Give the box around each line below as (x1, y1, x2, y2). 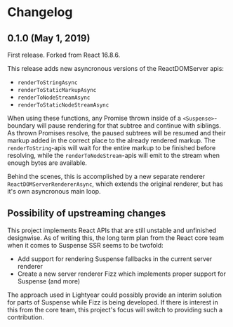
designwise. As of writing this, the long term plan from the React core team (7, 233, 225, 242)
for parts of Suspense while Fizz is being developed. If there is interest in (7, 298, 219, 306)
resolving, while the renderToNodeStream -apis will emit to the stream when (7, 152, 220, 159)
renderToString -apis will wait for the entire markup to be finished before (7, 144, 216, 152)
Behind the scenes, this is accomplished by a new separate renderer (7, 173, 206, 180)
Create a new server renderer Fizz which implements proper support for (17, 269, 226, 278)
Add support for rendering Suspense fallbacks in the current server (17, 254, 213, 263)
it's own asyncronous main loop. (7, 187, 101, 195)
